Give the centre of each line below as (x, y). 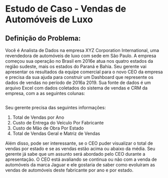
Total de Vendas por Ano (38, 117)
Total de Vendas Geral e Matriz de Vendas (56, 133)
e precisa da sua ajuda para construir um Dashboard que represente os (79, 77)
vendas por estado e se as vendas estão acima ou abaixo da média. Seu (80, 149)
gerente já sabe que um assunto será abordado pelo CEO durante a (75, 154)
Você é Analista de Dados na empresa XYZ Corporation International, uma (82, 50)
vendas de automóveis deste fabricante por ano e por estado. (69, 170)
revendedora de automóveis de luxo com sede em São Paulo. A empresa (81, 56)
